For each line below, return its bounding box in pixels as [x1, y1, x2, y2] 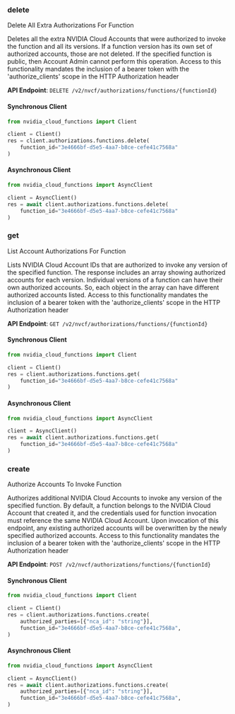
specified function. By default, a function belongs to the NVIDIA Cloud [7, 501, 211, 510]
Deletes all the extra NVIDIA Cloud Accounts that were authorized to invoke [7, 35, 227, 43]
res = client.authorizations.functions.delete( [7, 137, 150, 144]
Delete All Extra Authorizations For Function [7, 21, 134, 30]
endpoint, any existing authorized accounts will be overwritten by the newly [7, 524, 227, 532]
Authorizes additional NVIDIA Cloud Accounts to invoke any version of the [7, 494, 222, 502]
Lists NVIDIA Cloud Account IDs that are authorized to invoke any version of [7, 260, 228, 269]
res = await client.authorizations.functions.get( [7, 434, 159, 442]
